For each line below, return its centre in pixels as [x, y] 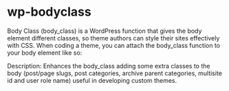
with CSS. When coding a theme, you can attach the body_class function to [114, 45]
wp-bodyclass [49, 12]
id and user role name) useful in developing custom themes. [92, 80]
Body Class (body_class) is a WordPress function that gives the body [105, 31]
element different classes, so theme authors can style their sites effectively [113, 38]
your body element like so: [45, 53]
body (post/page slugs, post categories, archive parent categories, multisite [115, 73]
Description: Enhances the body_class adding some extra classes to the [109, 66]
